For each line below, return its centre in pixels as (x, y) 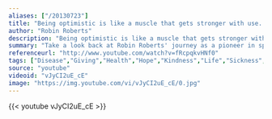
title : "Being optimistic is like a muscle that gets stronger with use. (136, 23)
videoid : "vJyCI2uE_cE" (49, 76)
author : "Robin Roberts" (50, 31)
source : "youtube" (39, 68)
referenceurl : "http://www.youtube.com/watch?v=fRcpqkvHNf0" (114, 53)
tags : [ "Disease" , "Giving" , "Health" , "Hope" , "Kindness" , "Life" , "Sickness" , (137, 61)
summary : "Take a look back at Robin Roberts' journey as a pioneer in (132, 46)
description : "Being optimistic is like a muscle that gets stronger (128, 38)
